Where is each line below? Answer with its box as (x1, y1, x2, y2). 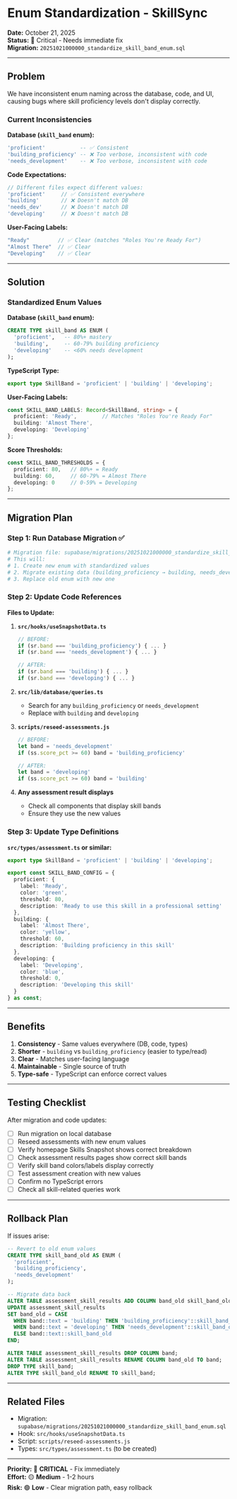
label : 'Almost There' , (20, 922, 90, 929)
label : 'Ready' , (20, 883, 68, 890)
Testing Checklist (7, 1097, 86, 1109)
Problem (7, 71, 46, 83)
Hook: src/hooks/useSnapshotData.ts (17, 1430, 126, 1438)
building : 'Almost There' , (13, 420, 93, 427)
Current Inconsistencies (7, 115, 92, 125)
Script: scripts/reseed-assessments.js (17, 1437, 130, 1445)
